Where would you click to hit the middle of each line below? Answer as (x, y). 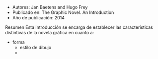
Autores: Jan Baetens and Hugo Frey (50, 7)
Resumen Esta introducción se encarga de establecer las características (79, 27)
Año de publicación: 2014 (39, 18)
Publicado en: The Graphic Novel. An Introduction (63, 12)
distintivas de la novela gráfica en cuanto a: (50, 32)
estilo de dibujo (36, 47)
